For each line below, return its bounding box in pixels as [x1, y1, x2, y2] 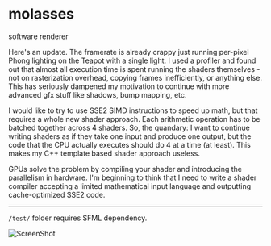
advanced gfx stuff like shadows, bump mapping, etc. [8, 90, 187, 99]
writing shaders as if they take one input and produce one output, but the [8, 131, 252, 141]
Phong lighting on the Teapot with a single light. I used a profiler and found [8, 56, 256, 65]
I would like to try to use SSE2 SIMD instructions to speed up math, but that [8, 106, 258, 115]
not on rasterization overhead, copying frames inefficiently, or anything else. [8, 73, 262, 82]
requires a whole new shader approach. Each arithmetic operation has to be [8, 114, 261, 123]
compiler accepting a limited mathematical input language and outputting [8, 181, 252, 190]
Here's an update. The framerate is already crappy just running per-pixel [8, 47, 249, 56]
